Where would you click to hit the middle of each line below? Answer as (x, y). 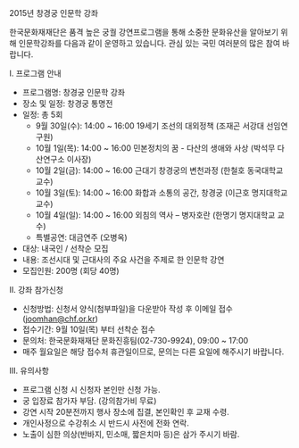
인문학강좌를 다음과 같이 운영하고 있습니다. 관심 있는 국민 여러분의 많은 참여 (149, 43)
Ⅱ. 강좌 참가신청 (37, 290)
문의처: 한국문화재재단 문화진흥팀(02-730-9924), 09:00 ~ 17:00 (135, 340)
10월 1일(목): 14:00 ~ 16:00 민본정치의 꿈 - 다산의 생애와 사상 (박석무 (155, 148)
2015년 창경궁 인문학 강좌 (54, 13)
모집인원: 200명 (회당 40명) (71, 271)
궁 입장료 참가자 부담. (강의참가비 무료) (89, 401)
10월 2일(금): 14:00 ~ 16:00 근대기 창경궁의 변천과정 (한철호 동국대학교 (159, 170)
